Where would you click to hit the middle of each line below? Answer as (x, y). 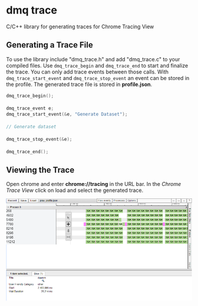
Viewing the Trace (40, 170)
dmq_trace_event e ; (30, 108)
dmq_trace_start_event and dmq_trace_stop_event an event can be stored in (98, 78)
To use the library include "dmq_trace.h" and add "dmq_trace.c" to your (93, 59)
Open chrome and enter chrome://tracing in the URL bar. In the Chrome (94, 184)
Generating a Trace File (49, 45)
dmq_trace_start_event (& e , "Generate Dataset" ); (67, 114)
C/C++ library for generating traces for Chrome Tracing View (80, 26)
